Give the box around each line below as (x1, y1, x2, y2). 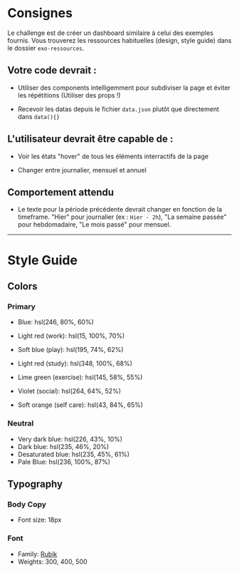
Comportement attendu (7, 186, 115, 198)
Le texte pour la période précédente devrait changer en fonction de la (17, 205, 223, 214)
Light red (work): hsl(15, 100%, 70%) (17, 331, 125, 340)
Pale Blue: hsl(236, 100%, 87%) (17, 458, 111, 466)
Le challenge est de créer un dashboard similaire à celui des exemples (7, 29, 213, 37)
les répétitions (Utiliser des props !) (17, 91, 121, 99)
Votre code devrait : (7, 64, 97, 76)
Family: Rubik (17, 549, 58, 558)
